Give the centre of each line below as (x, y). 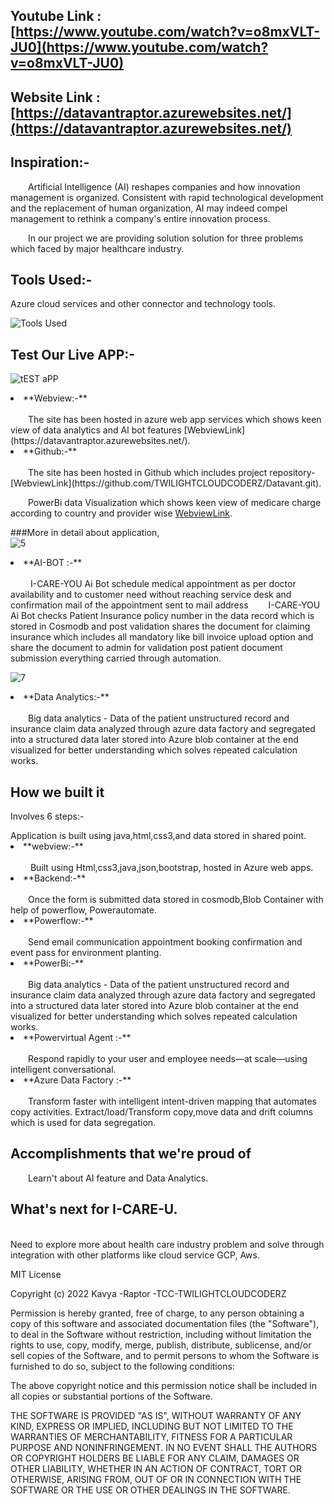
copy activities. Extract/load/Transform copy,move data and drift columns (162, 1112)
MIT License (36, 1274)
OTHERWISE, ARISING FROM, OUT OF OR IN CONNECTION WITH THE (156, 1479)
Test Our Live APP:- (73, 354)
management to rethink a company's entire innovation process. (140, 218)
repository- (292, 473)
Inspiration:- (50, 162)
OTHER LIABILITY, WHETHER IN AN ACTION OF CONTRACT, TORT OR (156, 1468)
